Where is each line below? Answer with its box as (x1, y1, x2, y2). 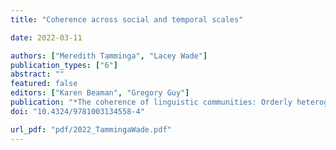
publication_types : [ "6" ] (10, 60, 118, 70)
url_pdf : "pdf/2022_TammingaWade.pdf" (10, 124, 172, 135)
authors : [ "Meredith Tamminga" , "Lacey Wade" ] (10, 51, 208, 61)
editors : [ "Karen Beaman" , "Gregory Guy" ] (10, 88, 190, 98)
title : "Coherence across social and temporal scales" (10, 14, 244, 25)
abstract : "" (10, 69, 65, 80)
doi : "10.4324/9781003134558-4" (10, 106, 145, 116)
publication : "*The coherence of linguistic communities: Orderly (10, 97, 293, 107)
